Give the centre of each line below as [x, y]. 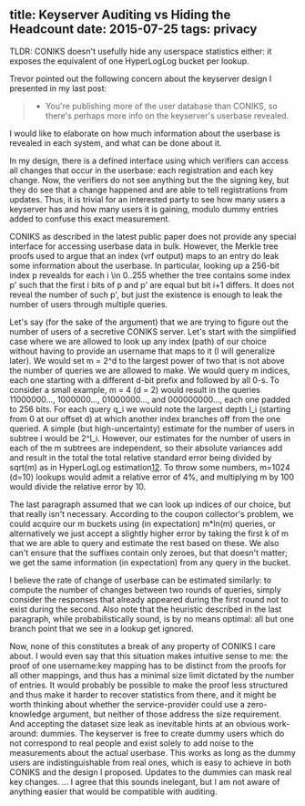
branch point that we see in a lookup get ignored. [102, 628]
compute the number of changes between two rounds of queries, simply [146, 589]
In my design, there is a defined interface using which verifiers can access [149, 160]
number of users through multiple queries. [89, 304]
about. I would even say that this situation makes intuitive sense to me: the [149, 656]
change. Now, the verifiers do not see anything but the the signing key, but [149, 180]
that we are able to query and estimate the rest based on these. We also [144, 542]
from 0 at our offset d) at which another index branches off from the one [145, 418]
